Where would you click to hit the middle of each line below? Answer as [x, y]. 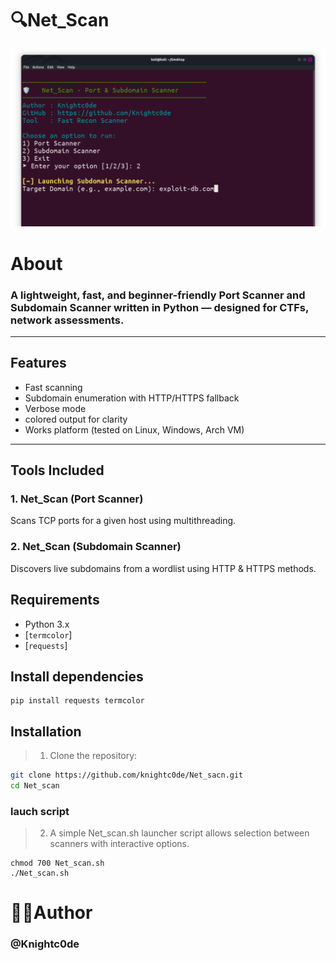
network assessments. [67, 320]
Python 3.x [47, 624]
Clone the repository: [93, 756]
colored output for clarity [76, 419]
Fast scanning [53, 387]
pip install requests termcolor [77, 701]
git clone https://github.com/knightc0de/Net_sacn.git [127, 775]
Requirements [55, 600]
